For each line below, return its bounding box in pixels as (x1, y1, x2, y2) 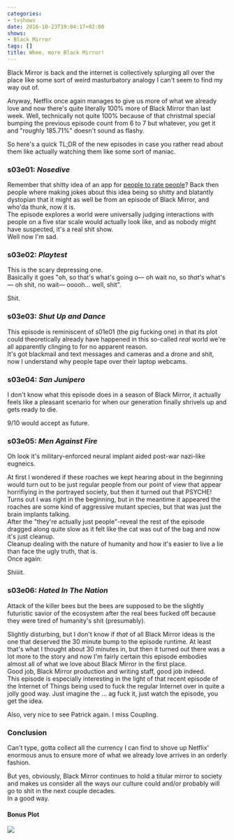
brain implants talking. (7, 510, 71, 519)
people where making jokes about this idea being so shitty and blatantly (7, 188, 214, 196)
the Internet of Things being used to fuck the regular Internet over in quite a (7, 681, 225, 690)
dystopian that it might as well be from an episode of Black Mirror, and (7, 196, 210, 204)
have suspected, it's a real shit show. (7, 225, 114, 234)
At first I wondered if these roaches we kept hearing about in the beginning (7, 473, 224, 482)
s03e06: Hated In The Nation (7, 586, 108, 596)
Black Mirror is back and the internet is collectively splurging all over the (7, 68, 215, 77)
